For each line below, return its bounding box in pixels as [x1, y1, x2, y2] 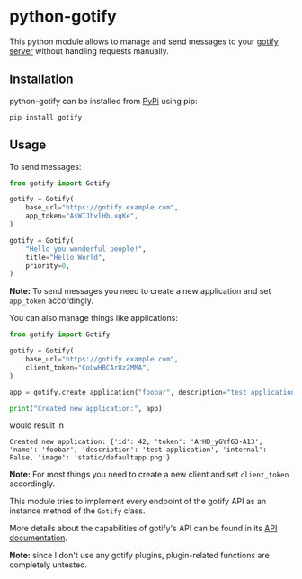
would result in [9, 420, 65, 431]
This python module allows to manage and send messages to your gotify [9, 36, 279, 47]
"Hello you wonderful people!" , [25, 245, 147, 254]
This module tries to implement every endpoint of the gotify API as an [9, 496, 267, 507]
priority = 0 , [25, 261, 70, 271]
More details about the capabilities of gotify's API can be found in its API [9, 523, 278, 534]
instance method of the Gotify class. [9, 505, 146, 516]
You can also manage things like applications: [9, 313, 178, 324]
